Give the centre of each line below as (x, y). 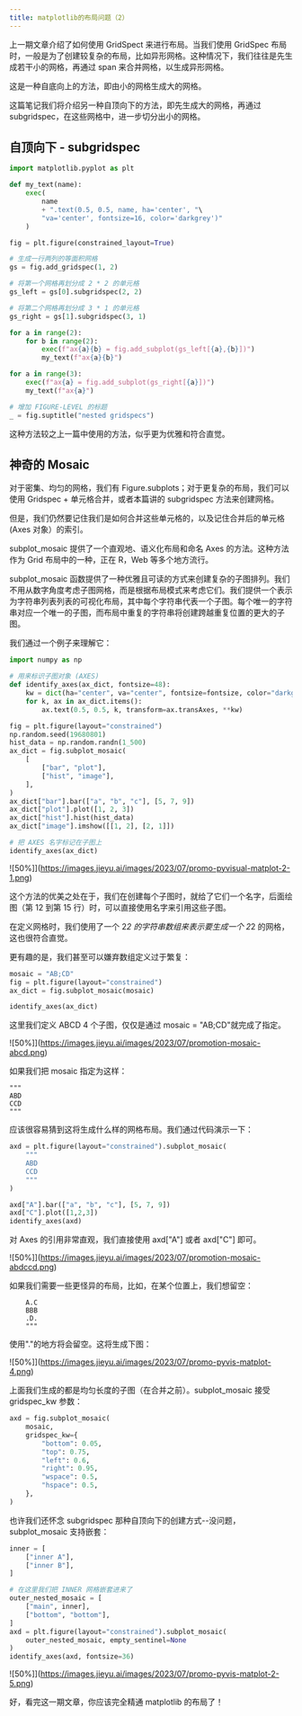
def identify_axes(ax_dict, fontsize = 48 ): (90, 685)
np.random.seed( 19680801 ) (58, 734)
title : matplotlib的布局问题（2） (69, 18)
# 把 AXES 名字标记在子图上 (56, 842)
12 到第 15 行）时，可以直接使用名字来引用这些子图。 (133, 907)
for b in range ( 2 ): (62, 341)
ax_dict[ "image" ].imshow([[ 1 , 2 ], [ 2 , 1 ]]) (92, 827)
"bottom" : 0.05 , (72, 1444)
